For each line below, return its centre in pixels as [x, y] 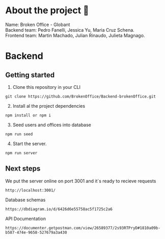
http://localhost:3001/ [31, 190]
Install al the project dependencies [49, 106]
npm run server [21, 153]
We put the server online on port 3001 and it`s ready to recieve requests [81, 181]
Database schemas [25, 200]
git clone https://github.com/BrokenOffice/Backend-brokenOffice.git [81, 97]
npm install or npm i [28, 115]
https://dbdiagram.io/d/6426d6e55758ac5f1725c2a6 [59, 209]
